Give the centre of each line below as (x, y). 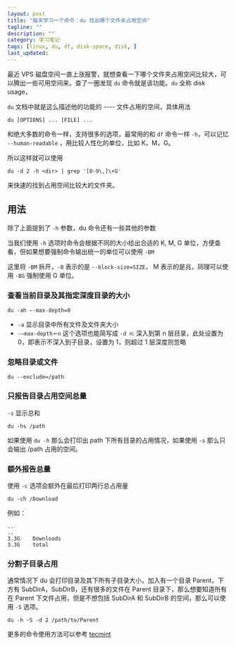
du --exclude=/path (36, 377)
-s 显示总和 (24, 412)
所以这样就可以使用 (35, 158)
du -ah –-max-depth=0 (39, 310)
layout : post (26, 14)
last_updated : (28, 54)
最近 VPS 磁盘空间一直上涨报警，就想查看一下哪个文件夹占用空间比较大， (114, 74)
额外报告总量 (29, 469)
